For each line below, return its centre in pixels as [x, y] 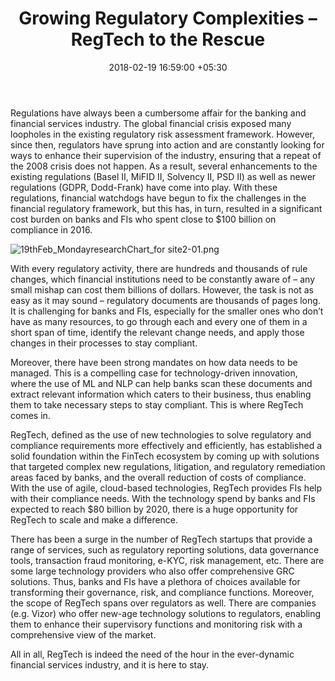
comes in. [30, 415]
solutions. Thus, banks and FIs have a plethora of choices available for [155, 581]
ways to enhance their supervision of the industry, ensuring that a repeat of [166, 155]
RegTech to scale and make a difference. [94, 519]
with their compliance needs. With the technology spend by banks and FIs [163, 498]
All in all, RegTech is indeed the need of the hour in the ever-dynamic [152, 654]
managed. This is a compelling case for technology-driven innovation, [154, 373]
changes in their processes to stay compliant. [104, 343]
